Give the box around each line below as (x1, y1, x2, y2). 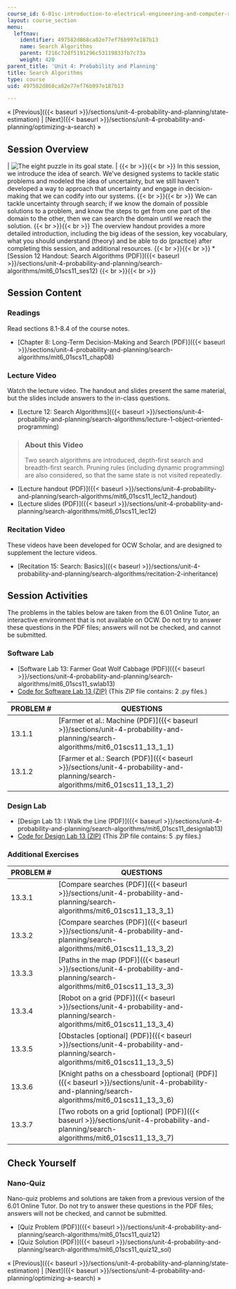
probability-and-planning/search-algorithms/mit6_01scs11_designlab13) (17, 825, 223, 833)
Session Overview (7, 143, 89, 155)
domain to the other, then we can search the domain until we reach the (7, 214, 212, 223)
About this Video (24, 440, 84, 449)
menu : (7, 23, 23, 30)
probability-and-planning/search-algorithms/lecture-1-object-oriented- (17, 415, 223, 423)
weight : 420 (20, 56, 55, 63)
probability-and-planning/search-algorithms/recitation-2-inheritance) (17, 569, 218, 578)
